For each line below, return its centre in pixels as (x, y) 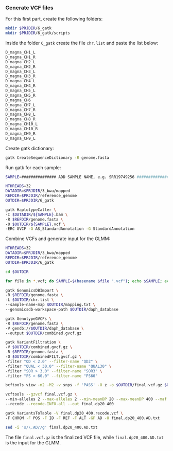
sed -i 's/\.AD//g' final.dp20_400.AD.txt (51, 427)
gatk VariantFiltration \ (33, 342)
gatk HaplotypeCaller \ (31, 210)
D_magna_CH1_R (21, 57)
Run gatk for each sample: (33, 167)
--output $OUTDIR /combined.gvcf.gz (44, 333)
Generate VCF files (29, 8)
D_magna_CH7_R (21, 110)
